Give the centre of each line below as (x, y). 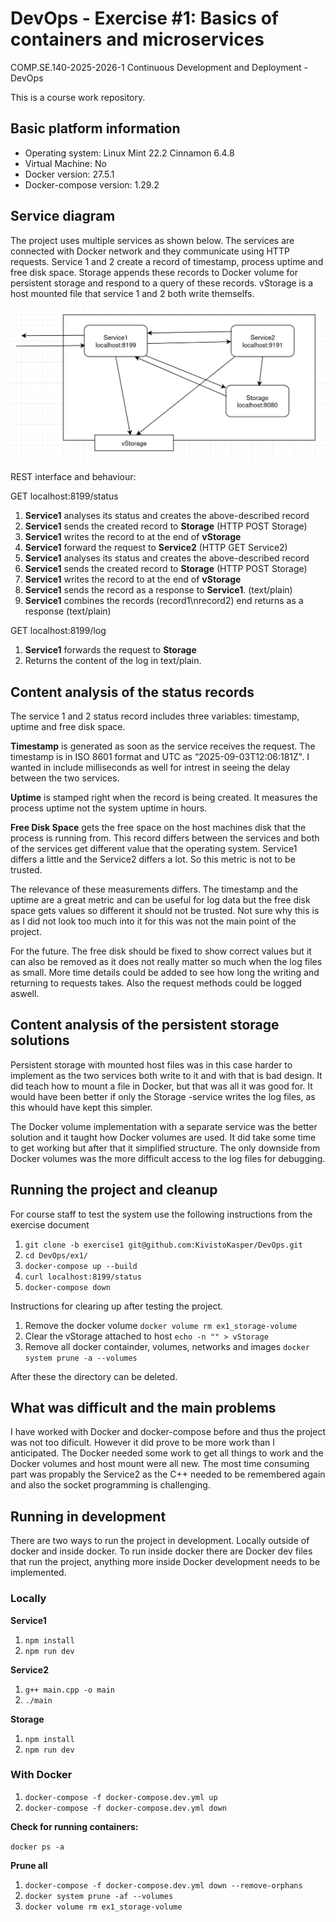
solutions (40, 1040)
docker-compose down (67, 1287)
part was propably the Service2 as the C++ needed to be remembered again (168, 1474)
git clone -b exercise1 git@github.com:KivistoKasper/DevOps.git (163, 1245)
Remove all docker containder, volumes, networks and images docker (167, 1346)
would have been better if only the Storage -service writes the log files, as (163, 1096)
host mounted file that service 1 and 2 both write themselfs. (132, 293)
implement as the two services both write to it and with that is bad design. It (166, 1075)
